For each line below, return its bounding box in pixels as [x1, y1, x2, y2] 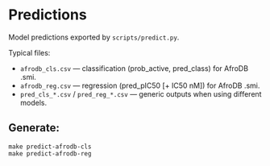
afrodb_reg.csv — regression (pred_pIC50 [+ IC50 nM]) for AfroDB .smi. [19, 81, 260, 90]
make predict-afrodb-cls [8, 143, 92, 151]
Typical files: [8, 48, 51, 57]
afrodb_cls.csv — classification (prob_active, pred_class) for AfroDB [19, 63, 248, 73]
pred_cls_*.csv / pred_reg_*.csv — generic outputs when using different [19, 89, 262, 98]
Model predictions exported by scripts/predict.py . [8, 32, 180, 42]
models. [19, 98, 48, 107]
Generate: [8, 121, 60, 135]
